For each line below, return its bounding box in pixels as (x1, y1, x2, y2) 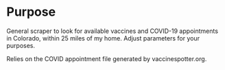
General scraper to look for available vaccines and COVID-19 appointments (6, 27, 219, 35)
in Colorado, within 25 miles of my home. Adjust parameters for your (6, 34, 200, 42)
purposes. (6, 41, 36, 49)
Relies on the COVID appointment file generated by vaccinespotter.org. (6, 54, 207, 62)
